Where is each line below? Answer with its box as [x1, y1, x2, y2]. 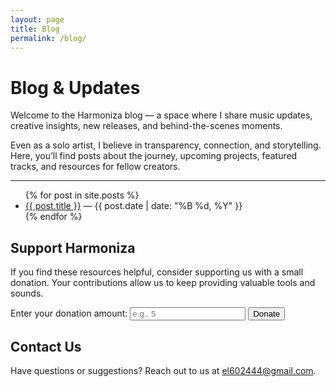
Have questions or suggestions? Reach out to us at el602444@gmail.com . [10, 364, 317, 376]
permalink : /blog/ [10, 33, 87, 43]
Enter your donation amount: [10, 307, 128, 320]
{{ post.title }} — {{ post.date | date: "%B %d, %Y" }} [24, 200, 243, 212]
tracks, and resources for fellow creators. [10, 161, 181, 173]
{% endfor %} [24, 211, 83, 223]
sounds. [10, 287, 44, 300]
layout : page [10, 14, 65, 25]
